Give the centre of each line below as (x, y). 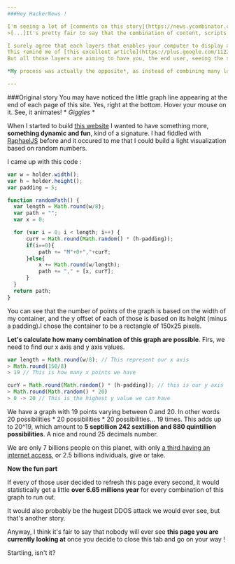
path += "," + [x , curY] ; (76, 271)
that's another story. (36, 518)
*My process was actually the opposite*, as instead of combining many (114, 71)
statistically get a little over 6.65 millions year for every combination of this (115, 489)
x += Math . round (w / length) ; (79, 265)
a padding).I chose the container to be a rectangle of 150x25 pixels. (105, 326)
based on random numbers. (47, 148)
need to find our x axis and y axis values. (66, 347)
